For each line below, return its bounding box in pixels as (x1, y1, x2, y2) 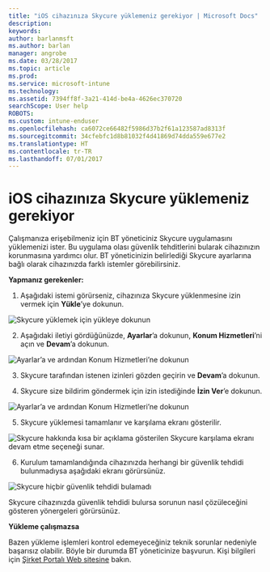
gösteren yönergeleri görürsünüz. (8, 506, 120, 516)
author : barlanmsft (8, 34, 74, 43)
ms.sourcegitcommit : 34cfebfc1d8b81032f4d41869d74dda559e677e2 (8, 132, 226, 140)
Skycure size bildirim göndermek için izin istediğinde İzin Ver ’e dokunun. (19, 386, 263, 396)
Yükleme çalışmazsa (8, 522, 79, 532)
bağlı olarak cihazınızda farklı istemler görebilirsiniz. (8, 260, 181, 269)
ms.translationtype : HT (8, 139, 89, 148)
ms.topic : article (8, 65, 70, 73)
